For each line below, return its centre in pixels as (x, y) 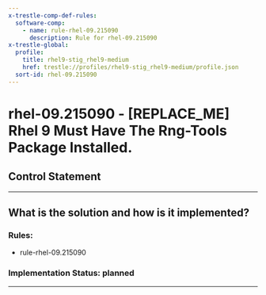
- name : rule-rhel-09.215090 (70, 30)
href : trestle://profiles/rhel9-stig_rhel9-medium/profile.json (131, 67)
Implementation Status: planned (71, 273)
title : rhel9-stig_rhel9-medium (76, 60)
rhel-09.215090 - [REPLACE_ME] (119, 114)
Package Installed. (70, 147)
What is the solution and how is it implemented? (129, 213)
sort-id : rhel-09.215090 (56, 75)
